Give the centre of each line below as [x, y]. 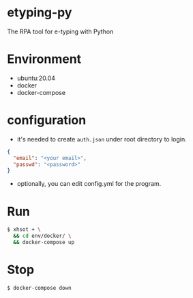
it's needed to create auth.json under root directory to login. [102, 139]
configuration [47, 120]
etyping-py [40, 13]
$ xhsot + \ [24, 230]
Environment [44, 59]
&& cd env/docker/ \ [42, 236]
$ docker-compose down [39, 288]
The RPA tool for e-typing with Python [60, 31]
